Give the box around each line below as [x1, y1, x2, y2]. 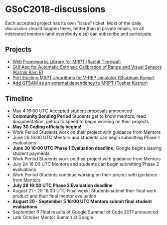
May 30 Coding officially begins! [12, 124, 82, 130]
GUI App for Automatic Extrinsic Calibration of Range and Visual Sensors [12, 64, 162, 70]
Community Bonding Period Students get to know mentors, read [12, 113, 146, 119]
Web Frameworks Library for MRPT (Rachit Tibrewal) [12, 59, 121, 65]
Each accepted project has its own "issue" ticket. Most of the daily [5, 20, 142, 26]
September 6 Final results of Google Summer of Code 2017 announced [12, 209, 159, 215]
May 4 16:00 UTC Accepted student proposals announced [12, 108, 132, 114]
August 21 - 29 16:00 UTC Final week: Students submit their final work [12, 187, 157, 193]
